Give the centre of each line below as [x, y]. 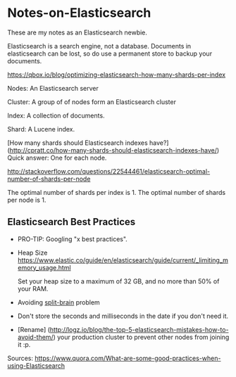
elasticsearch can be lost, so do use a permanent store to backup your [110, 53]
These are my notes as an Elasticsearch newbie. [77, 32]
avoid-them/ [36, 337]
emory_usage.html [44, 267]
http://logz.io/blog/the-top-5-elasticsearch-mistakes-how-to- [139, 329]
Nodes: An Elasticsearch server [53, 88]
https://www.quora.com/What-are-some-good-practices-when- [128, 358]
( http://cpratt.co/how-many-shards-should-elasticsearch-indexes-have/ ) [113, 150]
